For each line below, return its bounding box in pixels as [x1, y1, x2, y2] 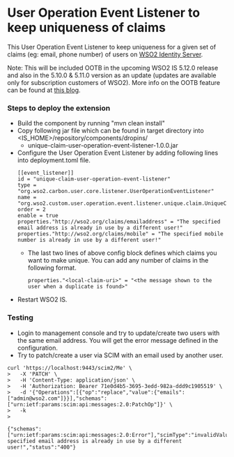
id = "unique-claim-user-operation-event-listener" [17, 176, 171, 183]
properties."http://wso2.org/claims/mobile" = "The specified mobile [17, 231, 224, 238]
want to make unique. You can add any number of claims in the [27, 256, 209, 265]
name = [17, 194, 37, 201]
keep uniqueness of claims [7, 20, 166, 36]
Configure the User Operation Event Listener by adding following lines [17, 148, 219, 157]
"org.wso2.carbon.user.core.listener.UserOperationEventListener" [17, 188, 214, 195]
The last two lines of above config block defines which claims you [27, 249, 217, 257]
